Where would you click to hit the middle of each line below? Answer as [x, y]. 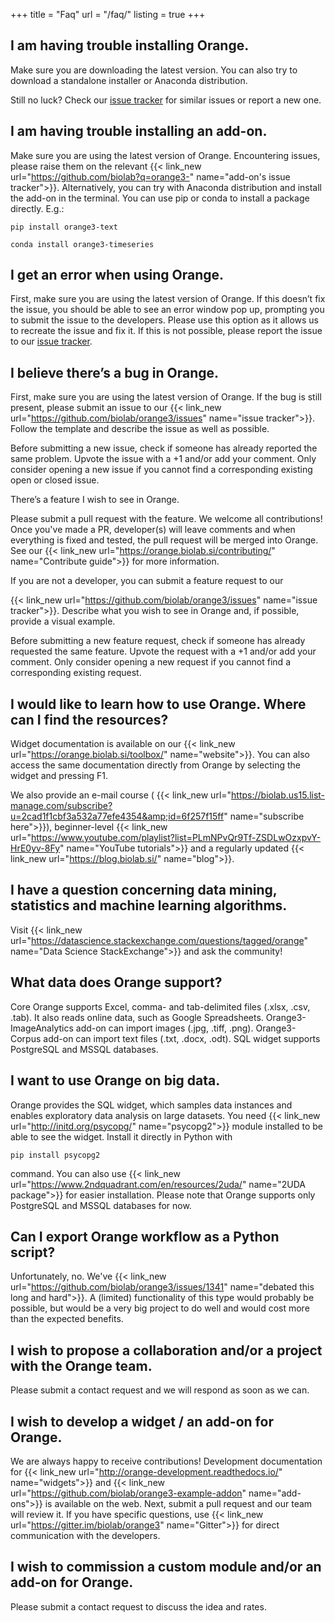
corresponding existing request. [76, 673]
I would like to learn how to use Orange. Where [158, 704]
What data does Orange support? [116, 982]
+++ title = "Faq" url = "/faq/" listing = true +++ [108, 14]
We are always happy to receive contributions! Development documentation [166, 1461]
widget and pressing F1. [59, 776]
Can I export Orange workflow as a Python [145, 1236]
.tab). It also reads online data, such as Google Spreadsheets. [137, 1017]
